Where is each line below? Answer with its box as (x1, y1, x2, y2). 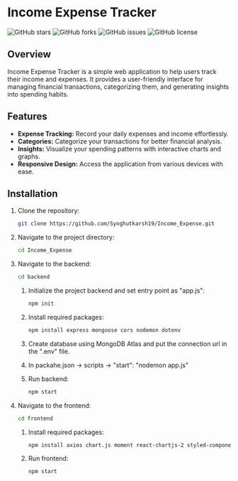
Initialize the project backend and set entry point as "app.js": (28, 286, 205, 295)
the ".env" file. (28, 347, 70, 355)
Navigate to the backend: (17, 260, 91, 269)
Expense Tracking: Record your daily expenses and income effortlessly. (17, 129, 229, 138)
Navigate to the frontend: (17, 401, 91, 409)
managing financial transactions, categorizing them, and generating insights (7, 82, 229, 91)
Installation (7, 188, 58, 200)
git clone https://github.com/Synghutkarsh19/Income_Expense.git (17, 220, 215, 227)
